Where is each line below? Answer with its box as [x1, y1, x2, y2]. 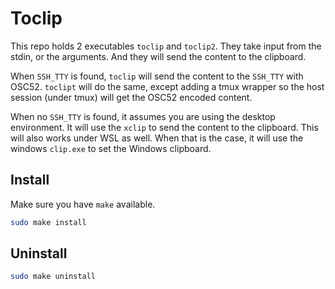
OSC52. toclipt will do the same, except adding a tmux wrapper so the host [10, 80, 325, 92]
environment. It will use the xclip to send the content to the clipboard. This [10, 121, 319, 133]
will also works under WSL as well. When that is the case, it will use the [10, 132, 304, 144]
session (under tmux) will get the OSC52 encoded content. [10, 91, 253, 103]
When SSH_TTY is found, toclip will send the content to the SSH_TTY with [10, 70, 304, 82]
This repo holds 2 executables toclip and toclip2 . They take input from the [10, 40, 322, 52]
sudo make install [10, 217, 87, 227]
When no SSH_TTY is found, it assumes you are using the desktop [10, 110, 276, 122]
